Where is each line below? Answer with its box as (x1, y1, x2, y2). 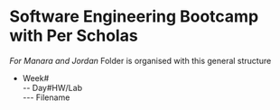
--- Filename (22, 92, 70, 103)
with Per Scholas (9, 25, 138, 46)
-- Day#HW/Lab (22, 82, 83, 93)
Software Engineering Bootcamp (9, 6, 259, 27)
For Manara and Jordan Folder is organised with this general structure (9, 55, 272, 66)
